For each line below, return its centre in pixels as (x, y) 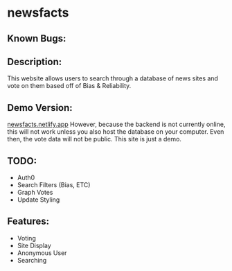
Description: (35, 61)
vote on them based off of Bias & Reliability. (69, 86)
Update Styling (38, 200)
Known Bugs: (37, 38)
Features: (28, 221)
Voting (26, 238)
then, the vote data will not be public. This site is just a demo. (95, 139)
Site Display (34, 245)
